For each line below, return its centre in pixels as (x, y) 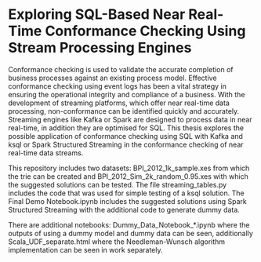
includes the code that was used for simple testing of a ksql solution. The (126, 193)
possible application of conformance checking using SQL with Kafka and (125, 136)
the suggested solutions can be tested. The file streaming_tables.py (118, 184)
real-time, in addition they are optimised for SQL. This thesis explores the (126, 128)
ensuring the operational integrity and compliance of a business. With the (127, 94)
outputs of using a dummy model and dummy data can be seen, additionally (130, 233)
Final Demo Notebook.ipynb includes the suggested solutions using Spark (127, 201)
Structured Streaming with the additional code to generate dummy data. (124, 209)
